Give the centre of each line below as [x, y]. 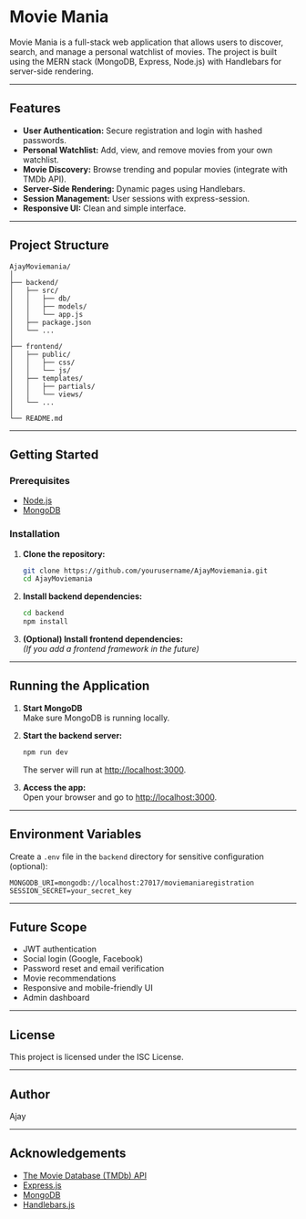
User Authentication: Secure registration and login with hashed [142, 131]
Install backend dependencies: [82, 596]
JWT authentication [60, 949]
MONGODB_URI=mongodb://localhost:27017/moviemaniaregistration [132, 883]
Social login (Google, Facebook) [83, 959]
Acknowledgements [68, 1154]
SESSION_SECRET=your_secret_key [71, 891]
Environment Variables [76, 834]
